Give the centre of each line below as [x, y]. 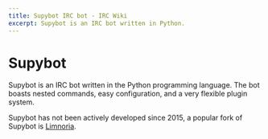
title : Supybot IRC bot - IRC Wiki [68, 16]
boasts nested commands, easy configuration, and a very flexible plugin [128, 94]
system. [21, 102]
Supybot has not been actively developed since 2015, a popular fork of [126, 118]
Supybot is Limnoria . [42, 126]
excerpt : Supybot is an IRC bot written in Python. [97, 23]
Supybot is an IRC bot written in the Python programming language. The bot [134, 85]
